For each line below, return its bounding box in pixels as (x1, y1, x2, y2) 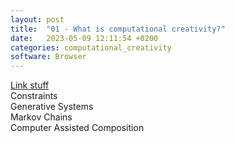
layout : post (10, 14, 65, 25)
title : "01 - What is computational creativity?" (10, 24, 226, 34)
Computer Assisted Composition (10, 122, 145, 134)
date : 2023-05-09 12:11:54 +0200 (10, 33, 159, 43)
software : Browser (10, 52, 87, 62)
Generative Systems (10, 101, 94, 113)
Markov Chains (10, 111, 73, 123)
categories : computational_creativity (10, 42, 172, 53)
